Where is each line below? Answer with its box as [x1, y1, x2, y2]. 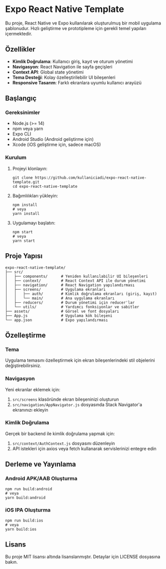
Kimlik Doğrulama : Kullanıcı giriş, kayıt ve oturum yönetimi [12, 58, 133, 64]
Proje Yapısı [5, 252, 43, 260]
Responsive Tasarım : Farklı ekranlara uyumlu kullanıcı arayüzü [12, 79, 142, 85]
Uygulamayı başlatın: [12, 220, 56, 226]
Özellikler [5, 45, 36, 53]
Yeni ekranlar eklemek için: [5, 386, 61, 393]
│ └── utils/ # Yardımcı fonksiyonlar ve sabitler [5, 304, 140, 309]
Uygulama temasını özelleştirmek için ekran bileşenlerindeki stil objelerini [5, 357, 156, 363]
